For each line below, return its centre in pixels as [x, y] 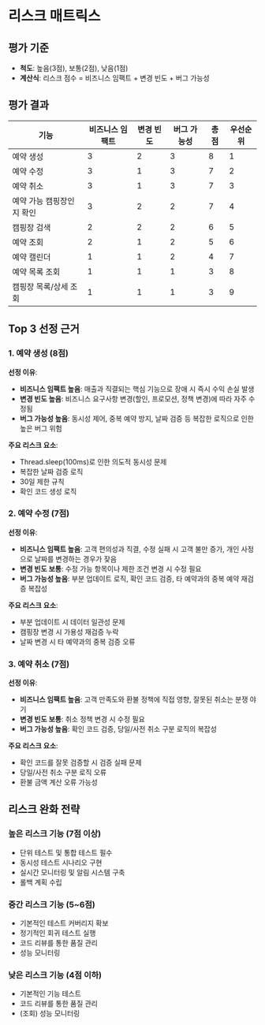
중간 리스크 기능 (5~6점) [52, 904]
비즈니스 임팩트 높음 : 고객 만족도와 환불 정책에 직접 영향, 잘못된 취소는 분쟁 [134, 699]
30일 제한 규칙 [42, 481]
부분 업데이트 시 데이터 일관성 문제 [72, 622]
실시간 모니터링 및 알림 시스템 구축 [72, 872]
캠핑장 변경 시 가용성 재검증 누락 [69, 632]
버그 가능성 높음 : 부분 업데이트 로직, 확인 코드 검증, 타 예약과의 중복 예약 [129, 578]
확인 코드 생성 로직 [48, 491]
